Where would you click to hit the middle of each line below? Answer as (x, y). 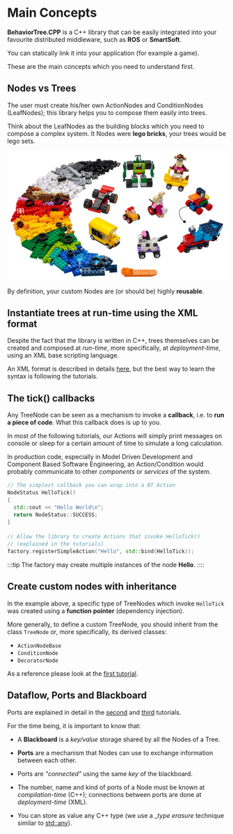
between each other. (47, 760)
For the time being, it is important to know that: (74, 725)
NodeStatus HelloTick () (42, 493)
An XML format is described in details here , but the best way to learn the (111, 369)
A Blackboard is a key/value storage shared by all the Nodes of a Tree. (119, 739)
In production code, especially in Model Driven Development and (100, 457)
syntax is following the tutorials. (53, 376)
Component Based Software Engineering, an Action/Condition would (105, 464)
